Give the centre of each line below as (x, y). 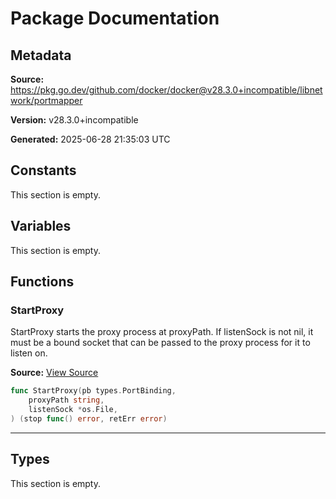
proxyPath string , (66, 400)
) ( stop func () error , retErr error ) (89, 418)
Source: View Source (54, 373)
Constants (43, 170)
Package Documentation (115, 18)
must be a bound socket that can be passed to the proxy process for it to (160, 343)
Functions (42, 282)
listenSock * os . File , (73, 410)
